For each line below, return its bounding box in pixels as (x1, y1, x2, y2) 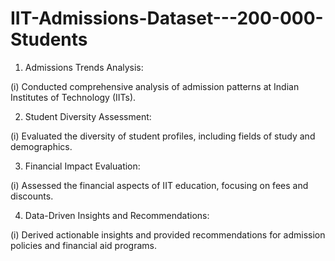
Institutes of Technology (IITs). (10, 91, 137, 103)
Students (10, 28, 88, 51)
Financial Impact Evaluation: (24, 160, 141, 172)
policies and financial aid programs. (10, 239, 157, 251)
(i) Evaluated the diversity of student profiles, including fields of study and (10, 130, 316, 142)
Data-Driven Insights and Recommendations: (24, 209, 210, 221)
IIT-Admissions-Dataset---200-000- (10, 7, 324, 30)
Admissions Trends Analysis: (24, 61, 144, 73)
